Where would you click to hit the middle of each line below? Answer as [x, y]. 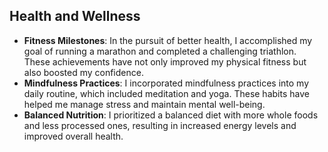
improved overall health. [73, 136]
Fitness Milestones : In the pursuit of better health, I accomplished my [168, 40]
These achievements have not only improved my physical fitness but [165, 61]
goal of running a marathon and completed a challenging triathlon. [160, 51]
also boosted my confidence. [83, 72]
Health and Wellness [75, 16]
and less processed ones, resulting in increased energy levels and [160, 125]
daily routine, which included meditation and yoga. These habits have [166, 93]
